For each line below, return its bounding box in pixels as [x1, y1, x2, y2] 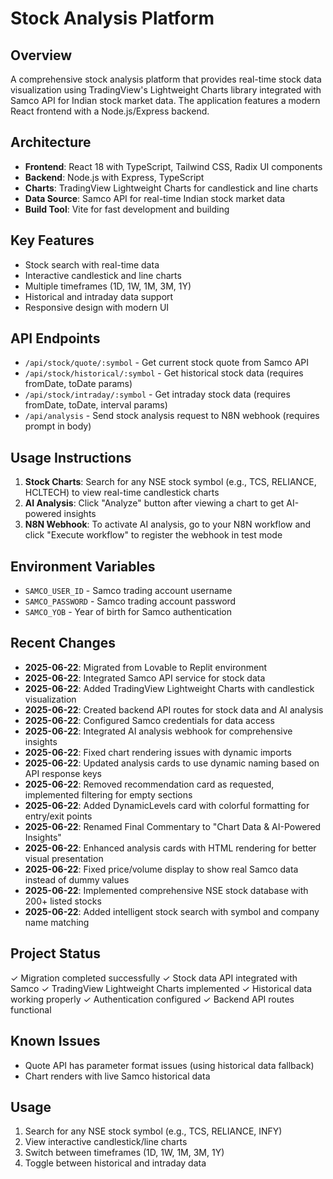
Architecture [10, 134, 92, 151]
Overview [10, 47, 73, 64]
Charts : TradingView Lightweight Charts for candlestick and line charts [24, 182, 319, 194]
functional [10, 1003, 52, 1016]
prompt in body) [24, 420, 92, 432]
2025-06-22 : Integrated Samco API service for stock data [24, 672, 266, 684]
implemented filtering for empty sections [24, 788, 193, 801]
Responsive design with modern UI [24, 301, 170, 313]
